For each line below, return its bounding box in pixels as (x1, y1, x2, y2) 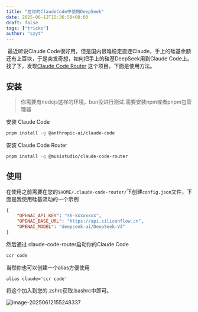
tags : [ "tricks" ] (6, 25, 49, 31)
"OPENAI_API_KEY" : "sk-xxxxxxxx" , (17, 213, 102, 219)
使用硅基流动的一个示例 (21, 195, 79, 202)
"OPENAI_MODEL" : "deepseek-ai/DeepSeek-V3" (17, 224, 126, 230)
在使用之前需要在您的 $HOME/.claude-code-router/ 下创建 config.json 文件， (6, 188, 187, 195)
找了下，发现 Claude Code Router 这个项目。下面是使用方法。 (6, 63, 155, 70)
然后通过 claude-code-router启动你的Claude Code (6, 240, 129, 247)
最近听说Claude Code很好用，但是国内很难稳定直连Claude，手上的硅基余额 (7, 48, 191, 55)
